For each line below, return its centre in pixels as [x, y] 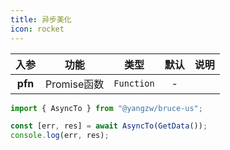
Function [134, 83]
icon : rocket [37, 29]
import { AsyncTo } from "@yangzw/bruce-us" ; [106, 108]
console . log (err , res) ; [60, 136]
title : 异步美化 [41, 19]
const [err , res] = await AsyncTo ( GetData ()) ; [109, 126]
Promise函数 [75, 84]
